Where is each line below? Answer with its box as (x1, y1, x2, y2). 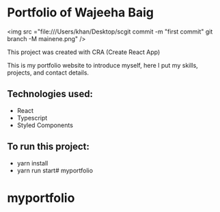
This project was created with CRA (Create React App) (7, 48, 161, 56)
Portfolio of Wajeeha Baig (7, 5, 154, 21)
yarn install (16, 159, 49, 167)
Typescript (16, 114, 48, 122)
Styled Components (16, 121, 74, 129)
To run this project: (7, 141, 90, 153)
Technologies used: (7, 88, 94, 100)
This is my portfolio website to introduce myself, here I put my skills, (7, 61, 198, 69)
